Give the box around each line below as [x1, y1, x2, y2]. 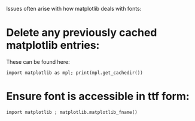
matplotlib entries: [6, 39, 100, 52]
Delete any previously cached [6, 26, 157, 39]
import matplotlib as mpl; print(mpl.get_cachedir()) [6, 70, 144, 76]
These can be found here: [6, 58, 70, 65]
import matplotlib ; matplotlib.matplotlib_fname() [6, 109, 138, 115]
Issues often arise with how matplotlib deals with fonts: [6, 5, 142, 12]
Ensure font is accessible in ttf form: [6, 89, 190, 103]
